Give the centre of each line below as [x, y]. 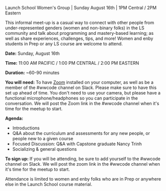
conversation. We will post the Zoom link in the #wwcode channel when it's [82, 103]
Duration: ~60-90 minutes [32, 73]
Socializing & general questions [44, 149]
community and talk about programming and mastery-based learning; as [80, 33]
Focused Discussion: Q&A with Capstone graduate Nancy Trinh [77, 144]
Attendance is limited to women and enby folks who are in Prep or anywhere [83, 179]
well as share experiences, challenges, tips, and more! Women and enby [79, 38]
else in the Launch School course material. [49, 184]
